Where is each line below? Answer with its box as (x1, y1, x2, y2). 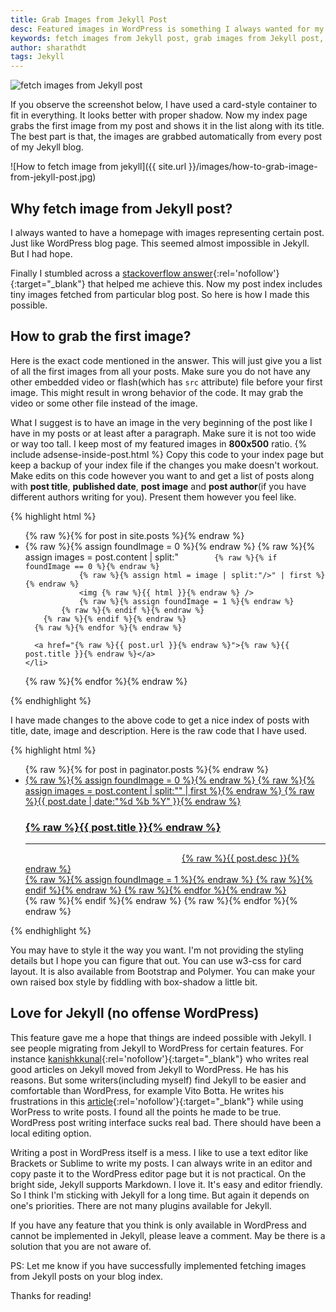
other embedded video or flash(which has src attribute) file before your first (10, 376, 323, 388)
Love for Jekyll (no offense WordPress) (10, 1005, 260, 1022)
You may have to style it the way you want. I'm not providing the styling (10, 944, 304, 956)
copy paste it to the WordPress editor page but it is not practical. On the (10, 1167, 307, 1180)
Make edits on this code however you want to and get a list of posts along (10, 469, 315, 481)
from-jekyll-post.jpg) (10, 171, 97, 183)
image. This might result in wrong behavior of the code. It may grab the (10, 386, 304, 398)
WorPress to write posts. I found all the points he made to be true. (10, 1106, 282, 1118)
